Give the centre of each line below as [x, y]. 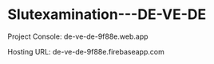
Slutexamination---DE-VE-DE [107, 15]
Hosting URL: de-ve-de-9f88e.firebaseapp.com [86, 51]
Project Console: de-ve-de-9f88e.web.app [78, 36]
